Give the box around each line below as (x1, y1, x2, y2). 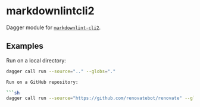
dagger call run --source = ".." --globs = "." (6, 68, 116, 74)
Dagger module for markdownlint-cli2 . (6, 24, 101, 31)
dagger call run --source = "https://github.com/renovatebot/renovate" (6, 95, 183, 102)
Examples (6, 41, 43, 51)
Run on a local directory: (6, 56, 67, 64)
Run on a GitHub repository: (6, 79, 79, 85)
